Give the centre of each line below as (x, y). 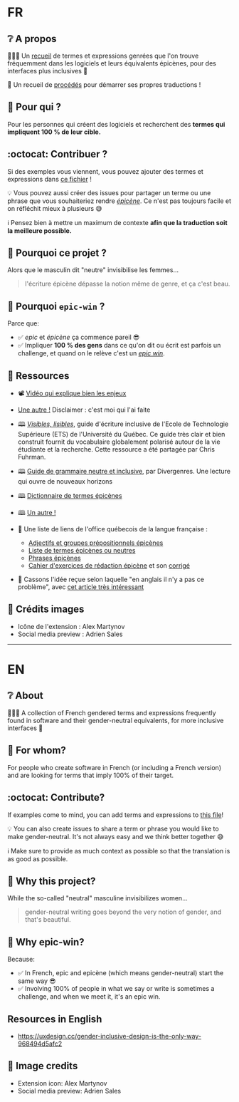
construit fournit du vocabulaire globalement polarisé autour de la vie (119, 442)
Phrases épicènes (54, 558)
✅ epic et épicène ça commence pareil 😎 (79, 337)
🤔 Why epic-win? (46, 942)
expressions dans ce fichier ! (50, 179)
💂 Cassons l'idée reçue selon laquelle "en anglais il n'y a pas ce (111, 579)
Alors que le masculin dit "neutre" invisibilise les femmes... (93, 270)
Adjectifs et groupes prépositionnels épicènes (96, 543)
